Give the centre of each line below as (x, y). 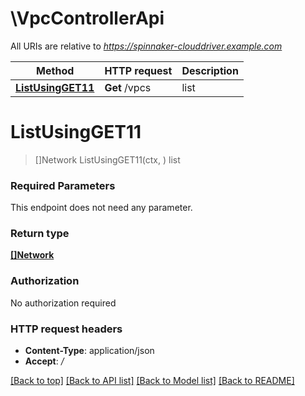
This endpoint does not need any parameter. (101, 208)
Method (55, 70)
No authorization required (63, 303)
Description (210, 70)
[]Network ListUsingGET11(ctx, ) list (107, 159)
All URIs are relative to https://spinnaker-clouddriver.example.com (146, 46)
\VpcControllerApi (87, 18)
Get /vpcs (128, 87)
